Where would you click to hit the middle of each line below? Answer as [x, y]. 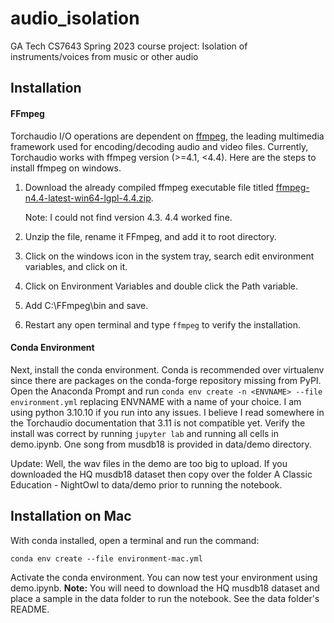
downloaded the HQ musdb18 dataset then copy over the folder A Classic [161, 474]
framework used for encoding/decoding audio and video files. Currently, [159, 146]
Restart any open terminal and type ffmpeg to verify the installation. [163, 324]
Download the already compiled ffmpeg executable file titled [149, 187]
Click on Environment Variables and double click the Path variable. [161, 286]
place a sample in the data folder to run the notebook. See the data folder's [165, 598]
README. [30, 609]
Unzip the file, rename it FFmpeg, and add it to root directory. [150, 236]
